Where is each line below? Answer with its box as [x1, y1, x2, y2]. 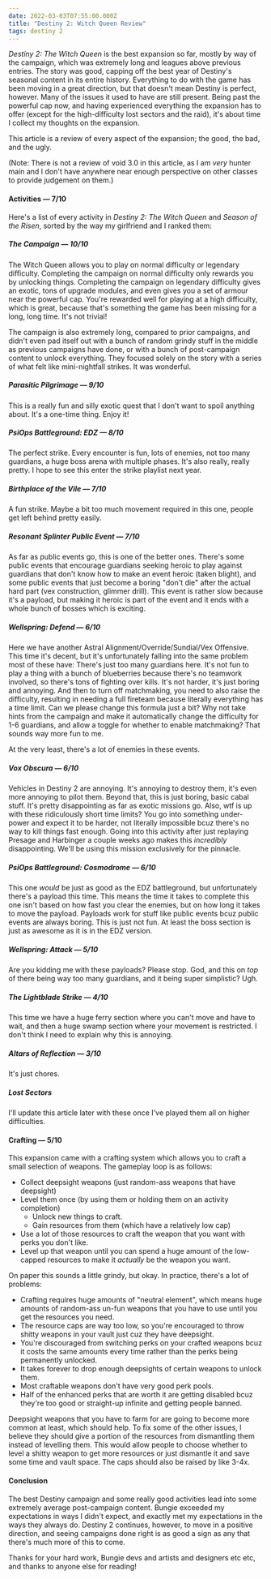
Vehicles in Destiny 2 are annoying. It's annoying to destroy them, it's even [8, 783, 257, 793]
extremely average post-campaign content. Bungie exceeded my [8, 1502, 225, 1512]
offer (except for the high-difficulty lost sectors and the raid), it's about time [8, 109, 261, 119]
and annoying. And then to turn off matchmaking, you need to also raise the [8, 686, 260, 696]
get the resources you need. [19, 1312, 115, 1322]
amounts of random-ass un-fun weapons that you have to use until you [19, 1303, 258, 1314]
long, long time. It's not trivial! [8, 311, 108, 321]
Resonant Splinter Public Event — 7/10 [8, 532, 140, 542]
